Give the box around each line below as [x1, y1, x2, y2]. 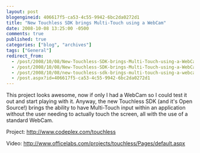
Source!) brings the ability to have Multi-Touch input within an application [6, 104, 186, 111]
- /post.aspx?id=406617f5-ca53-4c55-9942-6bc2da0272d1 [11, 75, 151, 81]
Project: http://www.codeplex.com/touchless [6, 129, 116, 136]
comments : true [6, 31, 44, 37]
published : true [6, 36, 46, 42]
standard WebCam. [6, 117, 54, 124]
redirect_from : [6, 53, 44, 59]
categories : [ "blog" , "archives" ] [6, 42, 92, 48]
